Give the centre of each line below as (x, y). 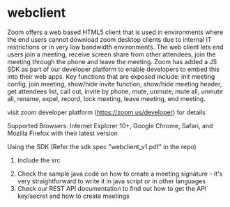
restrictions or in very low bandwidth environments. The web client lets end (115, 47)
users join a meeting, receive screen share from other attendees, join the (112, 54)
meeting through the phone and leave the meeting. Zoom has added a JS (112, 61)
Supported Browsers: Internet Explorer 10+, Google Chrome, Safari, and (110, 125)
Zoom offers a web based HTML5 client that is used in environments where (115, 32)
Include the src (39, 160)
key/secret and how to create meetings (74, 196)
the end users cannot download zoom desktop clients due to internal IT (109, 39)
